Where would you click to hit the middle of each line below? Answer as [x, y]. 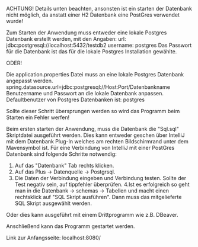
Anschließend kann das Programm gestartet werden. [71, 226]
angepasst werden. [30, 81]
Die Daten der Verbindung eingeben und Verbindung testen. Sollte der [100, 178]
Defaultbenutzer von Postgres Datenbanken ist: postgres [76, 100]
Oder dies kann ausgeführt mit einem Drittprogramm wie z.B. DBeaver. [92, 215]
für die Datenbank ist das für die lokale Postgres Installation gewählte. [92, 52]
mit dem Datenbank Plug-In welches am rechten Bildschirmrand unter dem [97, 141]
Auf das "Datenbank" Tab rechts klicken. [64, 166]
